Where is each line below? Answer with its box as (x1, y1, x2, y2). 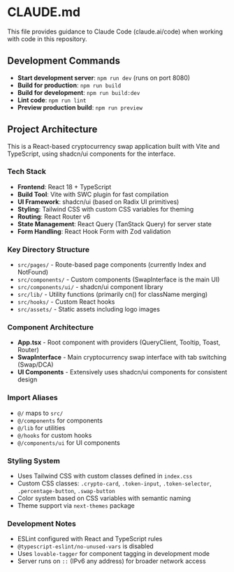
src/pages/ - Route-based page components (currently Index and (17, 261, 206, 269)
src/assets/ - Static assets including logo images (17, 305, 161, 314)
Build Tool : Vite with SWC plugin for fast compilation (17, 190, 169, 198)
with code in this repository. (7, 34, 87, 43)
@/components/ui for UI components (17, 438, 120, 447)
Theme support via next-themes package (17, 501, 135, 510)
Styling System (7, 455, 61, 465)
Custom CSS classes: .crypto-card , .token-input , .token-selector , (17, 479, 212, 487)
